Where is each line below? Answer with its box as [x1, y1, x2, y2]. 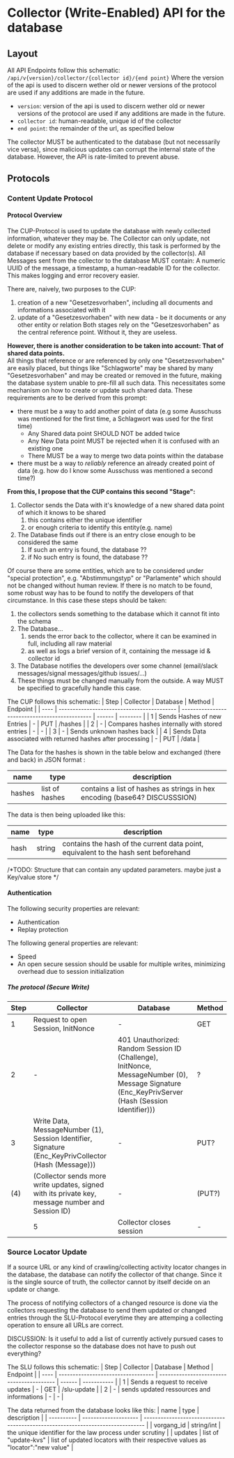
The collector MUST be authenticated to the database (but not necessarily [7, 138, 221, 146]
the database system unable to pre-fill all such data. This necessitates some [7, 379, 226, 387]
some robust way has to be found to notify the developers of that [7, 588, 194, 597]
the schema [17, 617, 52, 625]
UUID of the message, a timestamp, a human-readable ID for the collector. [7, 263, 221, 272]
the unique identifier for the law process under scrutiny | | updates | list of [7, 1428, 219, 1436]
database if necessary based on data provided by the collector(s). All [7, 249, 205, 257]
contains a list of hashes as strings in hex [81, 784, 216, 794]
